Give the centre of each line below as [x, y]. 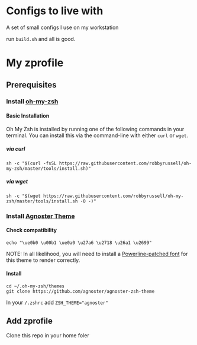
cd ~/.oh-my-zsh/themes [35, 286]
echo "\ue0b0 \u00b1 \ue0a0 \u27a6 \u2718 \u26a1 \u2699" [79, 243]
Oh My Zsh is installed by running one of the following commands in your [95, 129]
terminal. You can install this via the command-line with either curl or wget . [97, 135]
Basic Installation [28, 116]
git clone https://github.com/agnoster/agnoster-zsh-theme [80, 291]
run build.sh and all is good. [41, 39]
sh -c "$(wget [24, 196]
